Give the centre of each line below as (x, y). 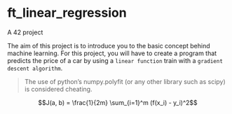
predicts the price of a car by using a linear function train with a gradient (115, 60)
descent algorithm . (35, 68)
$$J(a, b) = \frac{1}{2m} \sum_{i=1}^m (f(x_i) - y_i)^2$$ (118, 102)
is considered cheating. (58, 89)
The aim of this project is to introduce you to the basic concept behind (109, 45)
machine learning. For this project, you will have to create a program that (112, 53)
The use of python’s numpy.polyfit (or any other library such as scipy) (125, 81)
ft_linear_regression (67, 13)
